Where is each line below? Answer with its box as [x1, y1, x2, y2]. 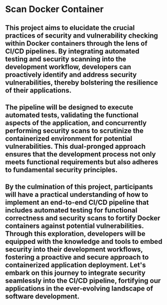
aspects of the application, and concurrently [5, 119, 147, 127]
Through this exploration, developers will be [5, 229, 146, 238]
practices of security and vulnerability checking [5, 31, 158, 40]
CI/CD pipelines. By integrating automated [5, 47, 139, 56]
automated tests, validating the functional [5, 111, 139, 119]
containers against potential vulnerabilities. [5, 222, 144, 230]
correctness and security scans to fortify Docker [5, 214, 160, 222]
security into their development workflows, [5, 245, 143, 254]
